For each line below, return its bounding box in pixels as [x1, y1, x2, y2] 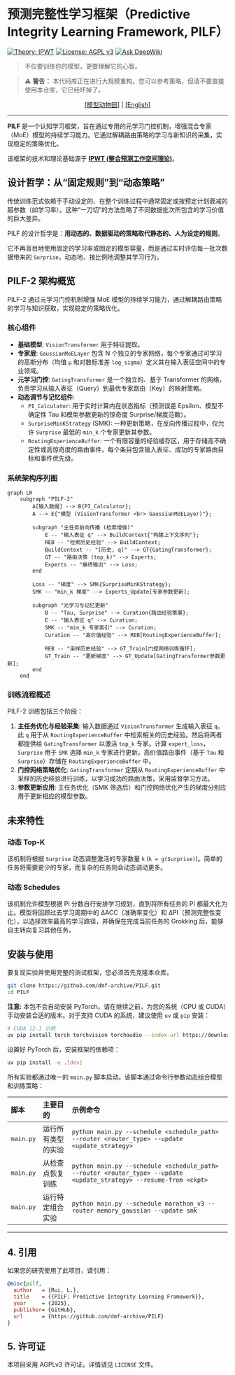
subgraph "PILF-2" [20, 496, 73, 503]
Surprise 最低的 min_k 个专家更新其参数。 [36, 428, 156, 436]
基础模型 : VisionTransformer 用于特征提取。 [17, 340, 144, 349]
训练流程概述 [7, 690, 51, 700]
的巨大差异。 [7, 214, 44, 223]
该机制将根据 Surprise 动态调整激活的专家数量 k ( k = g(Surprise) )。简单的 [7, 855, 222, 863]
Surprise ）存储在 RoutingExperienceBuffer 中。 [17, 757, 155, 765]
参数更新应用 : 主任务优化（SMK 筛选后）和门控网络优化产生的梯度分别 [17, 783, 220, 792]
